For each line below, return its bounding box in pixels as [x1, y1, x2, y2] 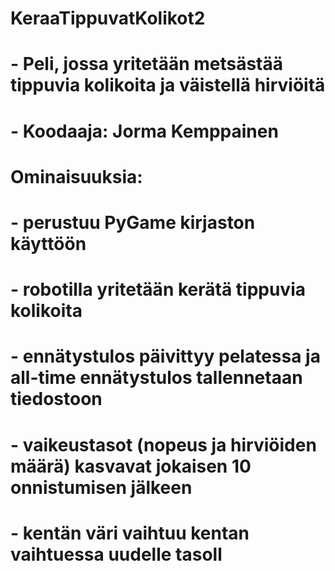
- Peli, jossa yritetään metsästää [10, 53, 284, 76]
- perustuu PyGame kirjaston [10, 211, 256, 234]
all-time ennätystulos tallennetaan [10, 367, 303, 389]
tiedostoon [10, 388, 103, 411]
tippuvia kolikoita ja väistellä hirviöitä [10, 74, 326, 97]
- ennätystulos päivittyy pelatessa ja [10, 345, 321, 368]
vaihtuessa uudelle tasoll [10, 543, 223, 566]
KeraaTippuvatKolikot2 [10, 7, 206, 30]
